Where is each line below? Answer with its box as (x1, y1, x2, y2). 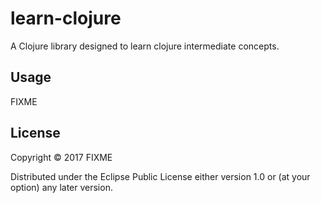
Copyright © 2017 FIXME (10, 151, 113, 163)
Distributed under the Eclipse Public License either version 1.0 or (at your (10, 170, 311, 182)
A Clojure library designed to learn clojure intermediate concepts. (10, 40, 280, 52)
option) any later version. (10, 181, 113, 193)
